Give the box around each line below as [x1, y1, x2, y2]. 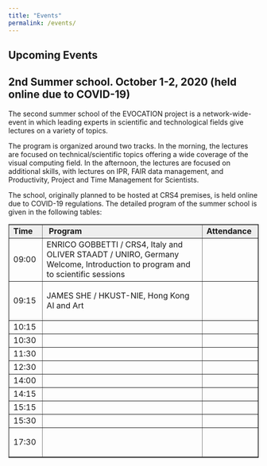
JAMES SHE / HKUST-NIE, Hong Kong [46, 290, 190, 301]
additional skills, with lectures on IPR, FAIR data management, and [8, 166, 224, 175]
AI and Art [46, 299, 84, 310]
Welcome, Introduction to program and [46, 259, 191, 270]
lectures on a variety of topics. [8, 125, 109, 135]
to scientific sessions [46, 268, 126, 279]
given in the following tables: [8, 207, 103, 217]
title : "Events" [8, 11, 62, 20]
